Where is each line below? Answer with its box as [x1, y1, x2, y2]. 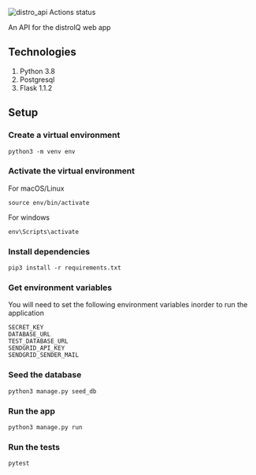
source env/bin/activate [8, 199, 90, 206]
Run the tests [8, 441, 61, 452]
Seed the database [8, 369, 82, 380]
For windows [8, 213, 50, 222]
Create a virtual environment [8, 130, 121, 141]
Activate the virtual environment [8, 165, 135, 176]
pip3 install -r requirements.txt [8, 264, 122, 272]
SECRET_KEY [8, 324, 44, 332]
